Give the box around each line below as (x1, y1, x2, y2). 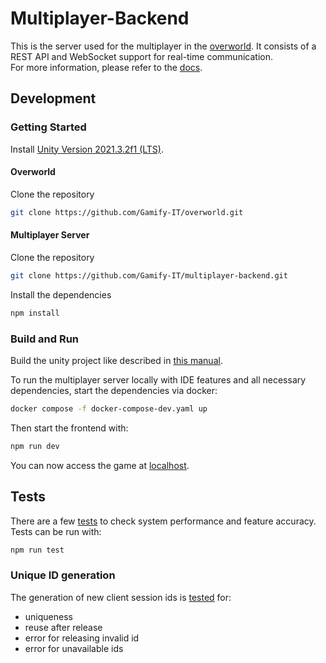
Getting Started (10, 120, 87, 134)
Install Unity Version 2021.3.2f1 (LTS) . (10, 143, 164, 155)
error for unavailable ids (24, 642, 124, 654)
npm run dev (10, 441, 60, 451)
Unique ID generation (10, 568, 116, 582)
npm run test (10, 545, 65, 555)
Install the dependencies (10, 288, 112, 301)
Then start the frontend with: (10, 422, 129, 434)
